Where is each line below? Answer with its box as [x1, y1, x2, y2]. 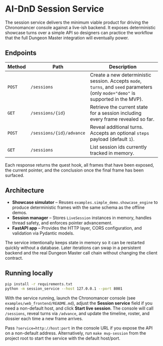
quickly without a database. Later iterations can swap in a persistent [5, 245, 142, 251]
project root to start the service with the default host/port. [5, 335, 120, 341]
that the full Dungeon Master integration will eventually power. [5, 35, 130, 41]
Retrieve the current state [90, 103, 148, 110]
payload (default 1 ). [90, 136, 135, 142]
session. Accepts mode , [90, 78, 142, 84]
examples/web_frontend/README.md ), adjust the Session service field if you [5, 300, 153, 306]
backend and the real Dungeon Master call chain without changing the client [5, 250, 158, 255]
